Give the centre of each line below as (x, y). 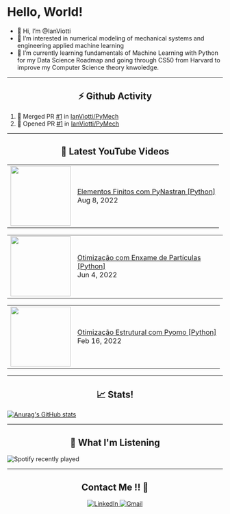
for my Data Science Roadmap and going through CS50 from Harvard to (118, 60)
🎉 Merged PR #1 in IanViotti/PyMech (68, 116)
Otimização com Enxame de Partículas (139, 257)
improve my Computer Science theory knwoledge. (88, 67)
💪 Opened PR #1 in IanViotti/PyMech (68, 124)
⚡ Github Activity (115, 96)
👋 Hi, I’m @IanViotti (44, 31)
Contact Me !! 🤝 (115, 487)
